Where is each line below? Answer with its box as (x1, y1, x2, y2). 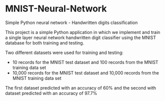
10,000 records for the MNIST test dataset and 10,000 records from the (12, 69, 159, 75)
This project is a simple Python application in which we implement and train (5, 29, 160, 35)
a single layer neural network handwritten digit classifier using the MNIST (5, 34, 156, 40)
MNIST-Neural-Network (5, 3, 107, 14)
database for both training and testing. (5, 39, 84, 45)
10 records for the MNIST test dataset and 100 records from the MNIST (12, 59, 158, 65)
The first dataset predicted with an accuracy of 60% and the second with (5, 84, 156, 90)
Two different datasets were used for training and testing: (5, 49, 123, 55)
